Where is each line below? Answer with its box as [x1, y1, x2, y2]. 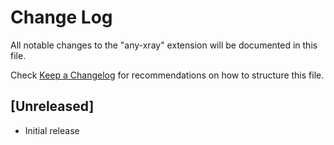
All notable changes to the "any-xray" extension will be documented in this [10, 39, 318, 51]
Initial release [24, 124, 80, 136]
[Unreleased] [10, 98, 95, 115]
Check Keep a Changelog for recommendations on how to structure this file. [10, 69, 325, 81]
